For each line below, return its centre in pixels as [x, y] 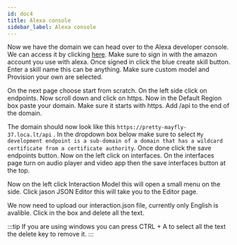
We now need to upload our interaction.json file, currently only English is [113, 205]
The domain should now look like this [61, 127]
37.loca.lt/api [30, 135]
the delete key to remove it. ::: [51, 234]
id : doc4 [20, 14]
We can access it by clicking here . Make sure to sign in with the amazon [112, 54]
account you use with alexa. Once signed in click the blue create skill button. [119, 62]
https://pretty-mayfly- [152, 128]
